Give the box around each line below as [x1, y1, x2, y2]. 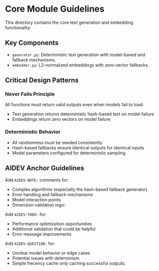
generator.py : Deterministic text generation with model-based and [12, 52, 145, 57]
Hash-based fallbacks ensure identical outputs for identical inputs [12, 145, 144, 150]
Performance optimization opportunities [12, 220, 92, 227]
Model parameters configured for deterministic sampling [12, 150, 125, 156]
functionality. [5, 24, 32, 30]
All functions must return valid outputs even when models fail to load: [5, 102, 144, 108]
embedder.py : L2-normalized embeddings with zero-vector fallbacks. [12, 62, 149, 68]
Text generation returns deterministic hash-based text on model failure [12, 111, 154, 117]
